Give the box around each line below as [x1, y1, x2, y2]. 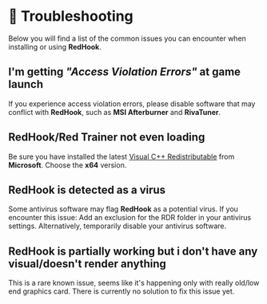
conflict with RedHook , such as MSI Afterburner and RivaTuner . [8, 107, 221, 116]
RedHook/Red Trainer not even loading [8, 131, 205, 144]
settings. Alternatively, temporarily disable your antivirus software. [8, 221, 227, 231]
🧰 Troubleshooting [8, 7, 133, 26]
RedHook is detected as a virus [8, 183, 166, 196]
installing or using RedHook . [8, 41, 102, 51]
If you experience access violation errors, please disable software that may [8, 99, 256, 109]
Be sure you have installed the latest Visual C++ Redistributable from [8, 152, 235, 161]
